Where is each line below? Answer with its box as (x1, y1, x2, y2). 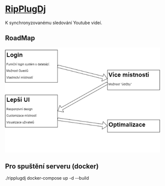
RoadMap (5, 34, 35, 42)
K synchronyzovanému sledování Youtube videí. (5, 20, 102, 26)
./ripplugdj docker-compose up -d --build (5, 175, 89, 181)
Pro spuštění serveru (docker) (5, 162, 99, 170)
